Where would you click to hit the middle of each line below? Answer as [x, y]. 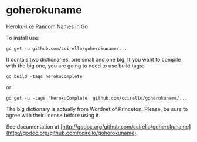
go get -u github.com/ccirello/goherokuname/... [67, 48]
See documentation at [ [34, 126]
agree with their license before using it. [53, 115]
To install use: [23, 38]
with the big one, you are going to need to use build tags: [75, 66]
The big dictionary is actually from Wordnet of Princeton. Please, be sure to [97, 109]
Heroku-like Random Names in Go [47, 26]
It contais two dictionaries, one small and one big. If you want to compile [94, 59]
